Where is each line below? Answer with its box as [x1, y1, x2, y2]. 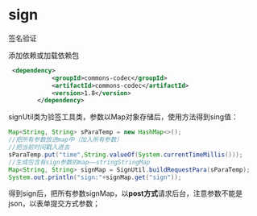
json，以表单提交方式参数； [8, 199, 101, 209]
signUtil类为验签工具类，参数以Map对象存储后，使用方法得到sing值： [8, 112, 239, 122]
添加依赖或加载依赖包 [8, 50, 79, 60]
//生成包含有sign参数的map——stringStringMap [8, 158, 151, 166]
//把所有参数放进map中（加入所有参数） [8, 135, 123, 144]
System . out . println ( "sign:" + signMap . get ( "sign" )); [8, 173, 182, 181]
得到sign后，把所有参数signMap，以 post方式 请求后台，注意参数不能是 [8, 189, 243, 198]
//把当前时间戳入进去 [8, 143, 70, 152]
